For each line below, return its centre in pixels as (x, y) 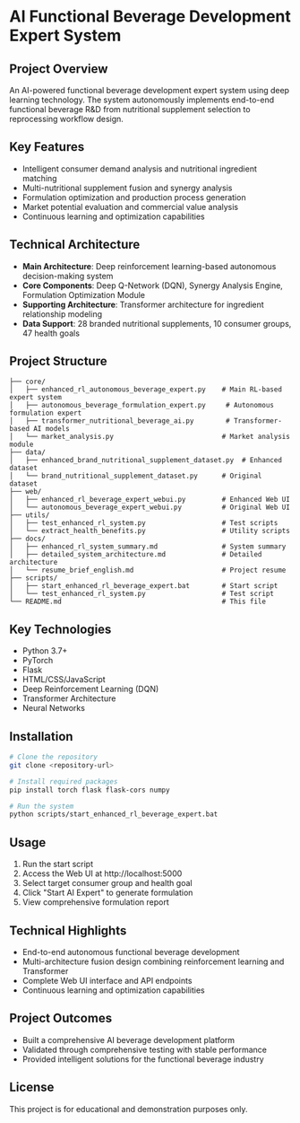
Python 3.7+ (45, 651)
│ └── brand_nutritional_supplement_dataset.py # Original (136, 476)
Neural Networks (53, 708)
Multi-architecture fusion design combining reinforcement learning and (153, 961)
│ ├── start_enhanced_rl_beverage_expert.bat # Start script (144, 586)
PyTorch (38, 661)
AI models (51, 429)
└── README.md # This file (138, 602)
